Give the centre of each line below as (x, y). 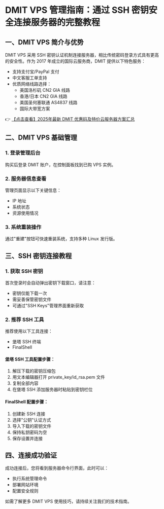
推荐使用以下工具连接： (29, 331)
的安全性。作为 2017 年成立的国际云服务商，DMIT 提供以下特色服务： (76, 61)
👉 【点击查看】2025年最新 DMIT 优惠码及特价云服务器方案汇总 (70, 119)
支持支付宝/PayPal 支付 (36, 72)
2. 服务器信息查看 (26, 179)
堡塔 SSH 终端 (27, 342)
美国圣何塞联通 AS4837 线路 (49, 102)
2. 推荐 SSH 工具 (25, 320)
